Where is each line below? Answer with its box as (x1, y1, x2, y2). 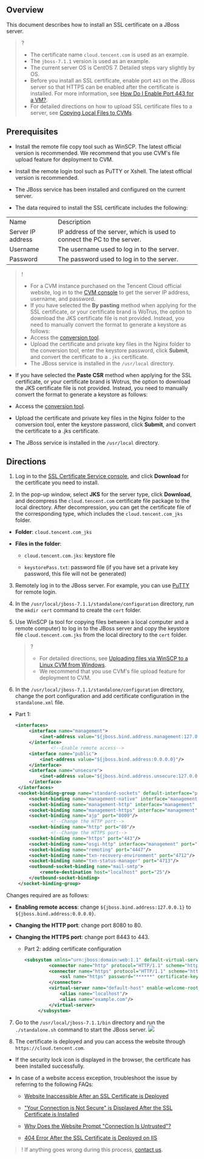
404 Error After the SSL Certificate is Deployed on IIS (24, 1134, 158, 1141)
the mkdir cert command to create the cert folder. (15, 607, 141, 614)
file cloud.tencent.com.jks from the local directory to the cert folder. (15, 631, 188, 638)
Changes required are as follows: (6, 891, 89, 898)
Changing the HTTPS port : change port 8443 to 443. (15, 933, 150, 940)
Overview (6, 5, 44, 15)
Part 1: (15, 711, 32, 718)
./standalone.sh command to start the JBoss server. (15, 1026, 147, 1033)
